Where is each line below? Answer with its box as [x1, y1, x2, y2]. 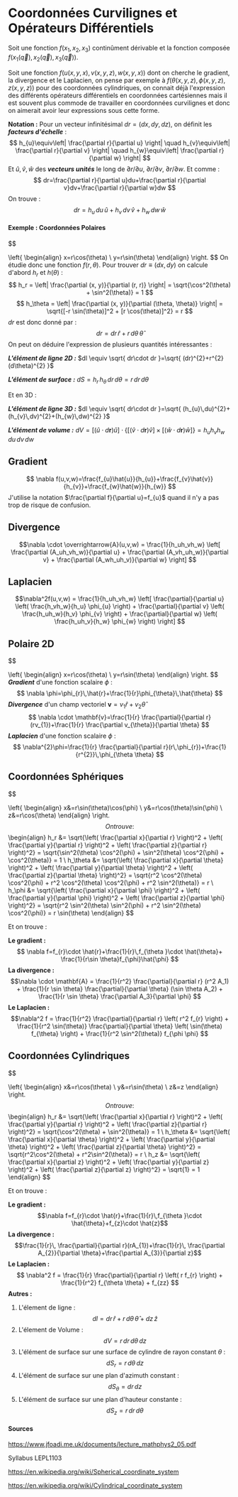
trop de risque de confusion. [8, 501, 91, 509]
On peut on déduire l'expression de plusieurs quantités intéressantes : [8, 340, 212, 349]
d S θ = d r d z [108, 1383, 142, 1393]
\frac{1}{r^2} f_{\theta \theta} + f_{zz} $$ [60, 1278, 179, 1287]
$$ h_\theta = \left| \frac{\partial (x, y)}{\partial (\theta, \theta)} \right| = [16, 300, 224, 308]
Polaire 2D [8, 638, 55, 650]
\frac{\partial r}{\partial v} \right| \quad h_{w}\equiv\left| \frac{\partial [15, 146, 218, 154]
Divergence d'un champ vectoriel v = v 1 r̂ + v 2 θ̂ [8, 700, 146, 710]
